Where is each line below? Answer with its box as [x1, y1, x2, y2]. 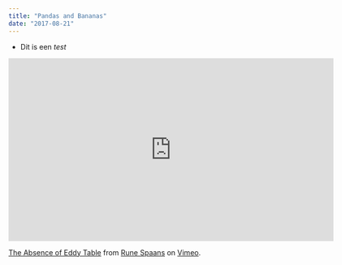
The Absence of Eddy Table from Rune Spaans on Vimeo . [8, 247, 201, 257]
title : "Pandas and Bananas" [8, 11, 107, 20]
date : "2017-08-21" [8, 20, 75, 28]
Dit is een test [19, 41, 67, 51]
